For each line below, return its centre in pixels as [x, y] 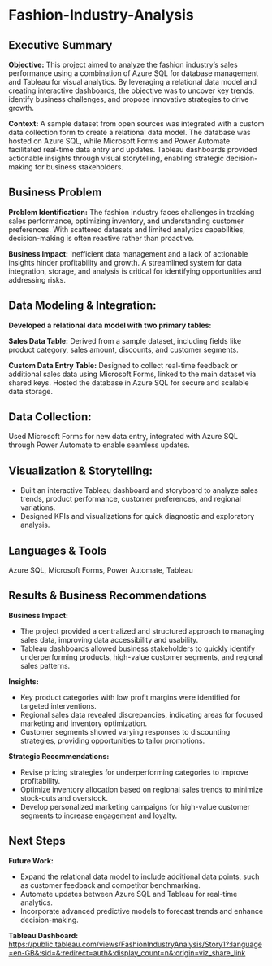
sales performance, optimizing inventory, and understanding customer [126, 221]
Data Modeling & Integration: [82, 306]
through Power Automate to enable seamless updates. [99, 445]
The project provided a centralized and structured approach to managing [142, 631]
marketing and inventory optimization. [84, 723]
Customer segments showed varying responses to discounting [125, 731]
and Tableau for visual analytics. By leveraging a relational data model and [133, 82]
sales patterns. [45, 665]
